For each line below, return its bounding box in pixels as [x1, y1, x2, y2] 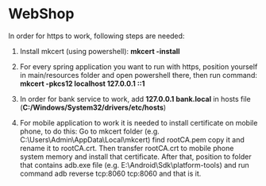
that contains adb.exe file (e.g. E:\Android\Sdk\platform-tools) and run [19, 160, 250, 169]
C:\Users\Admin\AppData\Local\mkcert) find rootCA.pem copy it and [19, 134, 245, 144]
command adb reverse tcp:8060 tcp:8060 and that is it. [19, 169, 202, 178]
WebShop [8, 5, 75, 23]
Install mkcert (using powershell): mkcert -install [19, 46, 180, 56]
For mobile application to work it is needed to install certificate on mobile [19, 118, 258, 127]
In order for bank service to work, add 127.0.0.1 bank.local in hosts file [19, 94, 252, 103]
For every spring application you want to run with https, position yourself [19, 61, 258, 72]
